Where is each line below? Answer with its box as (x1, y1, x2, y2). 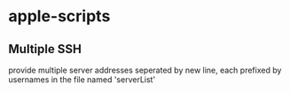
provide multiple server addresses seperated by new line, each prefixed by (8, 65, 282, 75)
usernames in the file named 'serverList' (8, 74, 156, 85)
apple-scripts (8, 6, 111, 27)
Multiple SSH (8, 42, 82, 57)
